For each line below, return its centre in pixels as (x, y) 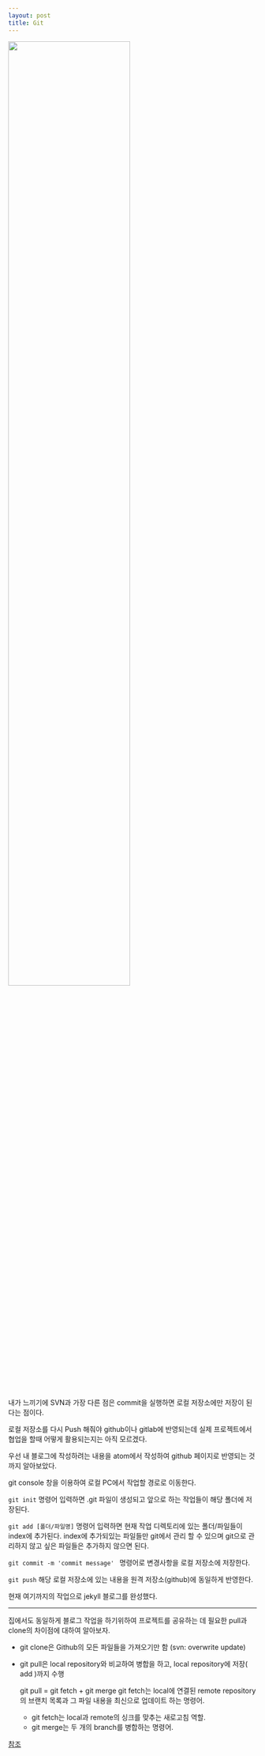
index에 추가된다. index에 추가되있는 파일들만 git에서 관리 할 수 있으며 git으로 (127, 1535)
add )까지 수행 (42, 1674)
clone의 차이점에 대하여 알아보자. (59, 1630)
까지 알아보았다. (33, 1465)
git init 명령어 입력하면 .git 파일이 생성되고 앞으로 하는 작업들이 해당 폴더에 (126, 1499)
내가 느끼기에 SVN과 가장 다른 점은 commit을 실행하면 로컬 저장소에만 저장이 (126, 1402)
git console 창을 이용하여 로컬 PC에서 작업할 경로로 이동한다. (102, 1482)
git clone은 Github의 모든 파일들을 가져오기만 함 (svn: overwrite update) (132, 1647)
